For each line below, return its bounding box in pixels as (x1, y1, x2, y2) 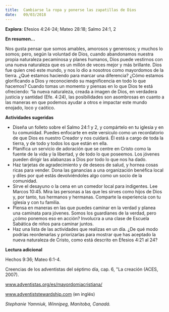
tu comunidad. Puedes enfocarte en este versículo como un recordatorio (12, 129, 164, 135)
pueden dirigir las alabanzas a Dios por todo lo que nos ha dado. (12, 156, 147, 162)
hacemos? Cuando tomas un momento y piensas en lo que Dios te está (5, 83, 153, 89)
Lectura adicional (5, 246, 43, 252)
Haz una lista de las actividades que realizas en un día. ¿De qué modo (12, 226, 158, 232)
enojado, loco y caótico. (5, 105, 55, 111)
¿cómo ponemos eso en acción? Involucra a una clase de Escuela (12, 215, 150, 221)
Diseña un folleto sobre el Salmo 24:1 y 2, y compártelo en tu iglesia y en (12, 124, 164, 130)
